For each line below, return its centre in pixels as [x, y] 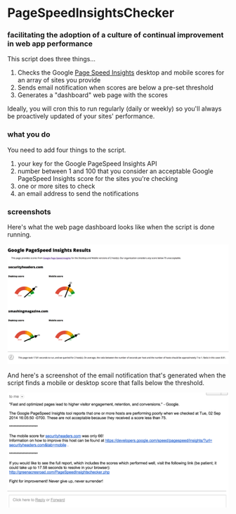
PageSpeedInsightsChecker [91, 13]
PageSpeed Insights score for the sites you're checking [98, 178]
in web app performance [50, 44]
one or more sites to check [56, 186]
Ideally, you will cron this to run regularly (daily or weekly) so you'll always [114, 109]
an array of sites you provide [59, 80]
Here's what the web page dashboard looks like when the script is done [111, 227]
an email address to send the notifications [78, 193]
